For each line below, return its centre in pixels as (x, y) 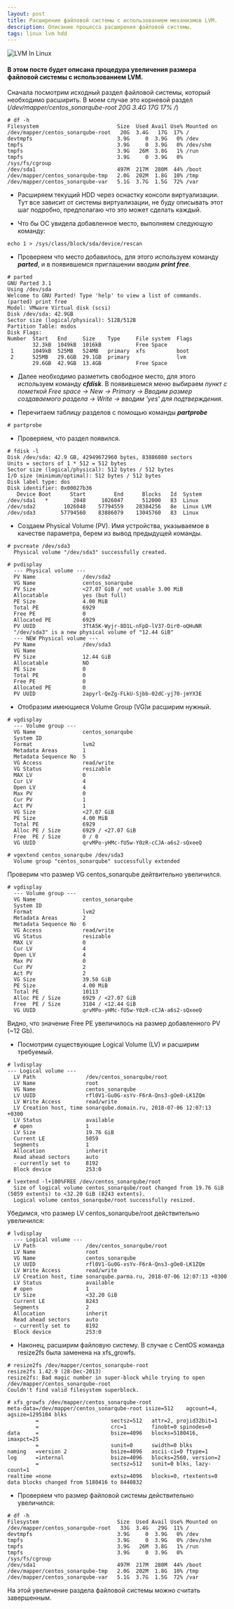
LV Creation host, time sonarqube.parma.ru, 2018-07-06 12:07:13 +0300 (121, 1277)
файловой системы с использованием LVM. (75, 77)
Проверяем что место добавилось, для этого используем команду (118, 257)
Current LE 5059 (56, 1139)
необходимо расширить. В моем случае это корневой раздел (100, 100)
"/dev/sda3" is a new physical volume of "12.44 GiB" (94, 633)
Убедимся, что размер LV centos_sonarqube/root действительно (103, 1213)
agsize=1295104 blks (37, 1415)
